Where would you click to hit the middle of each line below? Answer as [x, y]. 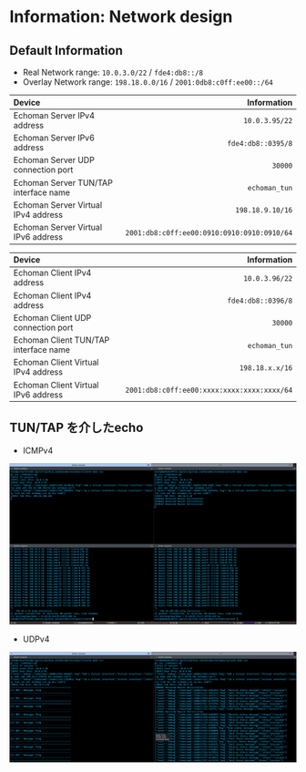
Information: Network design [121, 17]
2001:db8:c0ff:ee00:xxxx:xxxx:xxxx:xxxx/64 [209, 390]
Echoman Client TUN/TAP [61, 340]
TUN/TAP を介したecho [76, 428]
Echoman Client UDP [52, 317]
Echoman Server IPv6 [54, 138]
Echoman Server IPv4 [54, 115]
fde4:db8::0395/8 [260, 143]
